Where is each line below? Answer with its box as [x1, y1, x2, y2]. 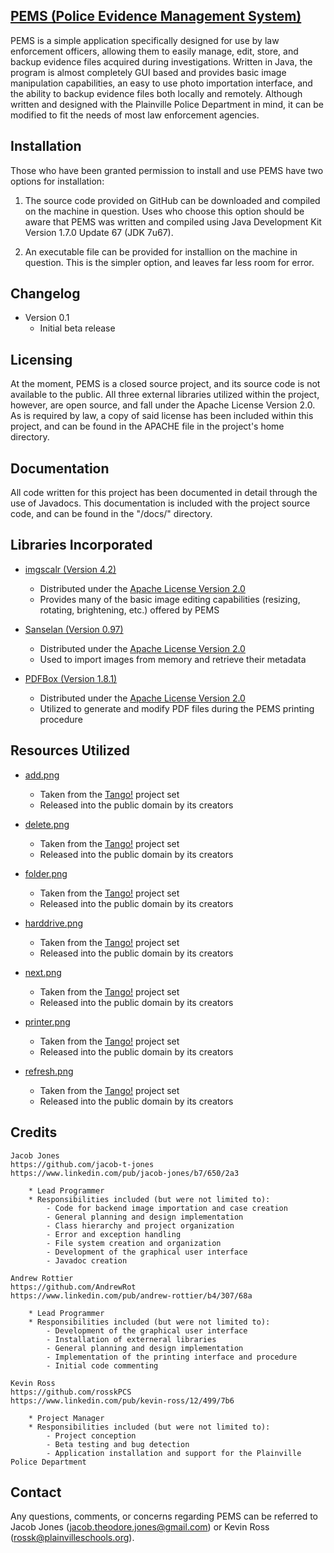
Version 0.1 [24, 312, 70, 324]
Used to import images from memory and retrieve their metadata [39, 653, 307, 665]
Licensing [10, 351, 73, 368]
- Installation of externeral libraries [46, 1334, 217, 1344]
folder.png [24, 867, 68, 879]
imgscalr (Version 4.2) [24, 563, 117, 575]
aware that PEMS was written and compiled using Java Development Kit [24, 215, 322, 228]
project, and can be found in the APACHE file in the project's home [10, 420, 285, 433]
